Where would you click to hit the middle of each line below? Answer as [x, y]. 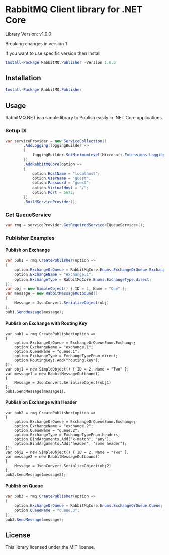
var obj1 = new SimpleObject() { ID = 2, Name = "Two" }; [67, 369]
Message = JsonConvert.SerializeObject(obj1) [63, 382]
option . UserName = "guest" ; [62, 178]
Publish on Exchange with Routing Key [46, 323]
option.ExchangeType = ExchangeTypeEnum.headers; [67, 435]
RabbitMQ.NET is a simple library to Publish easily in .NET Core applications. [84, 118]
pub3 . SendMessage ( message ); [35, 520]
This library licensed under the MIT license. [50, 547]
